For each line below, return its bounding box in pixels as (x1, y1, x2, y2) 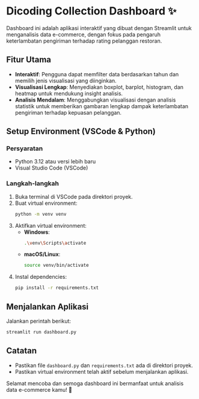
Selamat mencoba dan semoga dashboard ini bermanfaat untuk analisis (6, 380, 184, 387)
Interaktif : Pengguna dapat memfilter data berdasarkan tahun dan (14, 70, 179, 78)
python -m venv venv (14, 211, 67, 217)
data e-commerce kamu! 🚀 (6, 386, 72, 393)
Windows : (23, 228, 50, 236)
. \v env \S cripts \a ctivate (23, 240, 87, 246)
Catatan (6, 346, 37, 356)
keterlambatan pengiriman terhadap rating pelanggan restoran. (6, 37, 162, 44)
